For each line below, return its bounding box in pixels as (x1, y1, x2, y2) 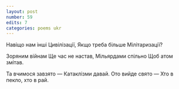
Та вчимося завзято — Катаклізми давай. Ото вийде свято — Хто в (6, 70, 174, 77)
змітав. (6, 59, 24, 66)
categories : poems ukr (6, 25, 62, 31)
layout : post (6, 8, 38, 15)
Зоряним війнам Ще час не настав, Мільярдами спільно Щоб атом (6, 52, 173, 60)
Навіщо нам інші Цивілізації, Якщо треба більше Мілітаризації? (6, 41, 163, 48)
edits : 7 (6, 19, 28, 25)
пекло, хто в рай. (6, 77, 49, 84)
